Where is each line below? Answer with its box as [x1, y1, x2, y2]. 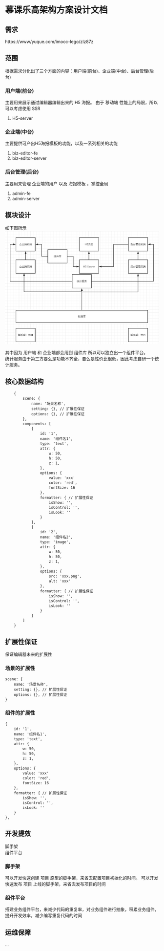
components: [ [22, 421, 51, 427]
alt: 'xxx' [48, 579, 71, 584]
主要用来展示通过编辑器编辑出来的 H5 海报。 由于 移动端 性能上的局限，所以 [5, 100, 158, 106]
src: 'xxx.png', [48, 574, 82, 579]
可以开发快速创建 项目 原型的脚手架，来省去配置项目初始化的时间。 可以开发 [5, 875, 159, 881]
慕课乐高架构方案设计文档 [5, 4, 108, 16]
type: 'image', [40, 540, 71, 545]
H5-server [12, 115, 33, 121]
